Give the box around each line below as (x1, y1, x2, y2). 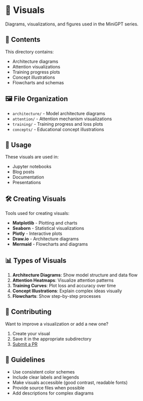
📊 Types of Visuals (5, 256, 66, 265)
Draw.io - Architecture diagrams (12, 236, 79, 242)
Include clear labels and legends (12, 374, 79, 380)
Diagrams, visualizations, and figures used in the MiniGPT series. (5, 21, 139, 27)
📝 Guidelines (5, 356, 45, 364)
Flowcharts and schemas (12, 79, 64, 85)
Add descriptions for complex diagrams (12, 390, 94, 396)
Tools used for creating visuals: (5, 210, 70, 216)
